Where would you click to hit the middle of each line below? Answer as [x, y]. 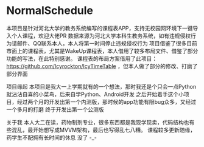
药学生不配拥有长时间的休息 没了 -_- [52, 137]
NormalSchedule [50, 11]
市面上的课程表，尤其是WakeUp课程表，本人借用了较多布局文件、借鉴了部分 [102, 51]
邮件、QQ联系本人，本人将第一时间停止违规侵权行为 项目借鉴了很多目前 [107, 43]
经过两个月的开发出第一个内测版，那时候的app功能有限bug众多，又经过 [107, 101]
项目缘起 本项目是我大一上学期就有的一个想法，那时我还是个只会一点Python [101, 86]
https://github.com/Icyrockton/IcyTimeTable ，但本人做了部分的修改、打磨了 [102, 66]
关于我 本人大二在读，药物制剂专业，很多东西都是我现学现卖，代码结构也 [98, 122]
